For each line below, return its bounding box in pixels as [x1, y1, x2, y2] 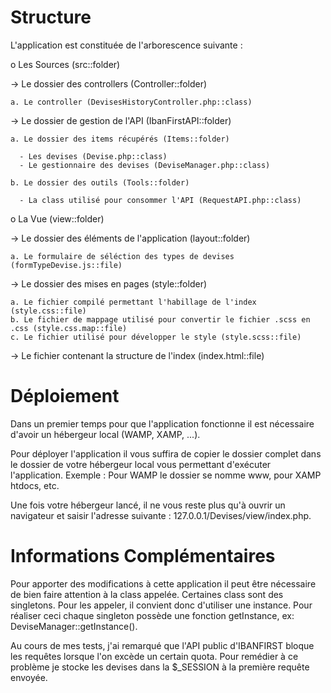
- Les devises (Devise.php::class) [19, 151, 168, 161]
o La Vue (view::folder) [10, 212, 105, 225]
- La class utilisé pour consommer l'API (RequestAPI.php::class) [19, 195, 302, 205]
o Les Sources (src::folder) [10, 58, 121, 70]
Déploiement [10, 385, 120, 408]
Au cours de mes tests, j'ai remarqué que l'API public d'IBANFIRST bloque [10, 639, 315, 651]
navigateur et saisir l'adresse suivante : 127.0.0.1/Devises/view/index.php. [10, 509, 312, 521]
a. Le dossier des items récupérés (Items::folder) [10, 134, 230, 144]
